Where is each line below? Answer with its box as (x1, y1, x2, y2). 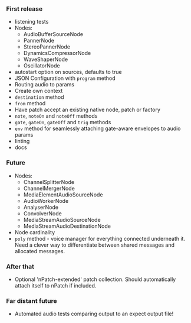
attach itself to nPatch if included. (14, 282, 97, 289)
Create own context (14, 88, 63, 95)
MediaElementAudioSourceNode (23, 191, 103, 198)
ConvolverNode (23, 209, 62, 217)
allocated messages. (14, 247, 65, 254)
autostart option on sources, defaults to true (14, 69, 122, 76)
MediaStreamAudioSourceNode (23, 216, 101, 223)
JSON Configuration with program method (14, 75, 116, 82)
